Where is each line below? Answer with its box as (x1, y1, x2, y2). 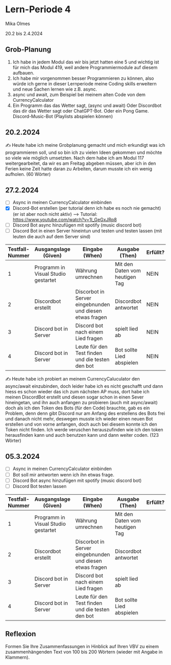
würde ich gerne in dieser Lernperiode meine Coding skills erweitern (12, 80, 157, 86)
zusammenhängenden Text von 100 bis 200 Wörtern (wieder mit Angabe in (5, 649, 163, 655)
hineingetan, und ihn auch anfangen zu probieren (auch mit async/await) (5, 399, 158, 405)
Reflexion (5, 630, 37, 638)
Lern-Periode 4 (5, 4, 71, 15)
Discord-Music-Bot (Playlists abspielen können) (12, 113, 113, 119)
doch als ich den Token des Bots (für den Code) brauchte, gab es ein (5, 405, 150, 411)
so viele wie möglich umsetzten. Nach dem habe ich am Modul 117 (5, 154, 144, 161)
